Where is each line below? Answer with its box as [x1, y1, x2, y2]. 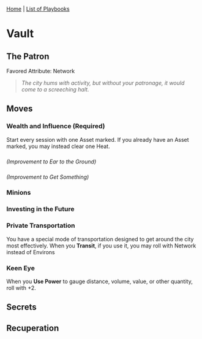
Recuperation [6, 322, 59, 333]
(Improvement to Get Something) [6, 173, 89, 181]
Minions [6, 189, 31, 197]
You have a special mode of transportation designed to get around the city [6, 235, 194, 243]
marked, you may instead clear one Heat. [6, 142, 110, 150]
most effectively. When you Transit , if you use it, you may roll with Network [6, 242, 196, 249]
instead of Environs [6, 248, 55, 255]
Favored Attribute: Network [6, 68, 75, 74]
